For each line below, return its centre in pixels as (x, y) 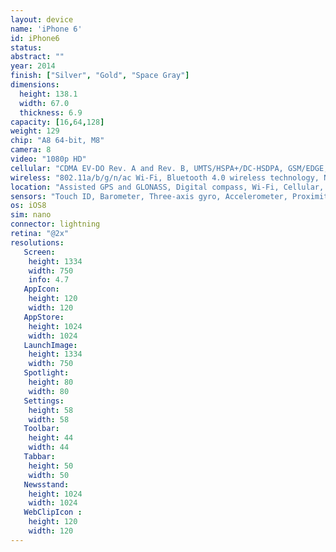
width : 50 (49, 475)
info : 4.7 (49, 280)
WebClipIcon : (53, 512)
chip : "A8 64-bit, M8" (57, 141)
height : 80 (51, 382)
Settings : (44, 401)
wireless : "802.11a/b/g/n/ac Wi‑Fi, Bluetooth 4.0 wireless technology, (165, 177)
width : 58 (49, 419)
